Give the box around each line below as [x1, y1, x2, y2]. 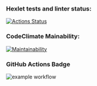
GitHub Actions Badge [6, 60, 71, 68]
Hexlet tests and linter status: [6, 5, 92, 13]
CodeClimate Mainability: [6, 33, 80, 41]
